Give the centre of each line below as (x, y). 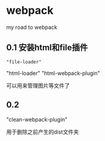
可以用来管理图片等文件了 (38, 86)
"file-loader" (24, 62)
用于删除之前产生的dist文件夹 (43, 132)
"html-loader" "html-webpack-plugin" (53, 73)
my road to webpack (32, 27)
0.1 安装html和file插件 (47, 48)
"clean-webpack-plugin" (37, 119)
